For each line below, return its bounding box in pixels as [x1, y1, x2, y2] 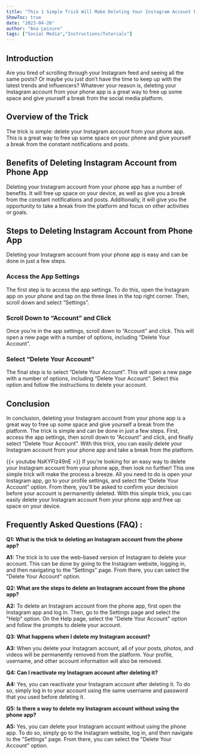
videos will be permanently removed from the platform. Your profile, [6, 651, 173, 658]
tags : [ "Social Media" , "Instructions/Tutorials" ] [6, 31, 133, 37]
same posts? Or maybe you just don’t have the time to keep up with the [6, 75, 181, 83]
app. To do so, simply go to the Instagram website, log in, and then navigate [6, 729, 193, 736]
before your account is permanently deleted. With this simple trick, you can [6, 490, 192, 497]
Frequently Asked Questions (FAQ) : [6, 520, 143, 530]
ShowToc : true [6, 14, 42, 20]
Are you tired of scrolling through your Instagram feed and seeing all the [6, 69, 184, 76]
